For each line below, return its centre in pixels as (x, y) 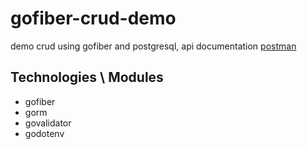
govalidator (48, 123)
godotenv (44, 133)
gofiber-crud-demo (93, 18)
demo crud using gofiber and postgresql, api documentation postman (153, 46)
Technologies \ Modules (87, 77)
